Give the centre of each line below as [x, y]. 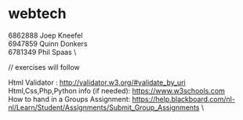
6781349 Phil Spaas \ [42, 52]
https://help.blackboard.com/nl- [183, 99]
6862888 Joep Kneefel [45, 35]
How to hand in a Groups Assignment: [69, 99]
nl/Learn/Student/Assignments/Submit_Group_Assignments [104, 107]
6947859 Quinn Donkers [48, 43]
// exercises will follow [44, 67]
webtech [37, 14]
